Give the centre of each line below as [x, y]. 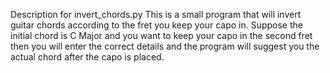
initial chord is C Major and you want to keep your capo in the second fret [161, 35]
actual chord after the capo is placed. [87, 57]
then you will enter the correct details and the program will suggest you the [165, 46]
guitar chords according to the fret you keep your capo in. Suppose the [156, 25]
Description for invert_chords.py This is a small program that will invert [156, 14]
